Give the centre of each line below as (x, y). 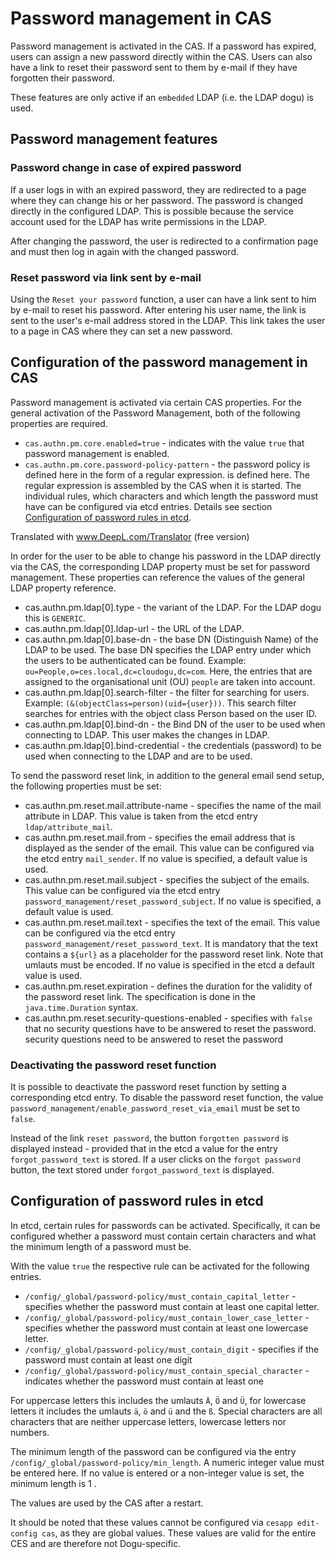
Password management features (114, 139)
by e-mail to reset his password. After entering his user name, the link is (158, 309)
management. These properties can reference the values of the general (157, 577)
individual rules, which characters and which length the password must (171, 496)
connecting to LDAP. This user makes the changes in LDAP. (147, 734)
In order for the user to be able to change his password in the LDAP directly (166, 556)
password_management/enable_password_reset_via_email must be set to (155, 1108)
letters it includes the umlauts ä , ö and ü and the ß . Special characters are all (166, 1411)
